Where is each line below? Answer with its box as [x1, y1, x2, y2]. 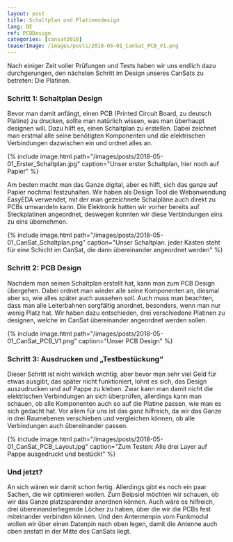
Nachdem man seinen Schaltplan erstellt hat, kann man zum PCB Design [7, 279, 216, 287]
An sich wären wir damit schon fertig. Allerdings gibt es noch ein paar [7, 483, 207, 491]
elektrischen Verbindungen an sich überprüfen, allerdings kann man [7, 392, 202, 400]
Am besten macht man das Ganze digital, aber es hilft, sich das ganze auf [7, 181, 218, 189]
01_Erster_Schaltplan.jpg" [7, 160, 81, 168]
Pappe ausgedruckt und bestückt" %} [7, 450, 116, 458]
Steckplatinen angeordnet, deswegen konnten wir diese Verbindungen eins [7, 210, 223, 219]
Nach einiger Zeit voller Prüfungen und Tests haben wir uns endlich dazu [7, 62, 216, 69]
